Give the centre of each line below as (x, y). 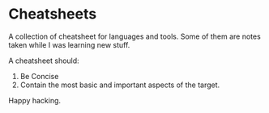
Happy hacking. (35, 100)
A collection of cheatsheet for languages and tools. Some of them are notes (134, 36)
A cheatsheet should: (44, 61)
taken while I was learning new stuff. (69, 44)
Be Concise (39, 76)
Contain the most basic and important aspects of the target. (120, 85)
